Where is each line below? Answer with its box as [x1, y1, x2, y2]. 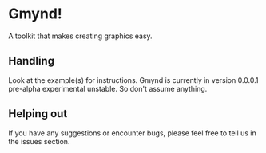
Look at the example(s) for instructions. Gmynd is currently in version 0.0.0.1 [8, 75, 259, 84]
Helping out [8, 107, 68, 120]
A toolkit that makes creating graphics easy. [8, 31, 153, 41]
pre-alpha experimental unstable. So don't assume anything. [8, 84, 208, 93]
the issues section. [8, 136, 70, 146]
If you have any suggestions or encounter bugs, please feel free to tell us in [8, 128, 257, 138]
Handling [8, 54, 54, 68]
